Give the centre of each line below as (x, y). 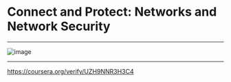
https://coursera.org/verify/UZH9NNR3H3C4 (70, 71)
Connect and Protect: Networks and (112, 12)
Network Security (59, 26)
